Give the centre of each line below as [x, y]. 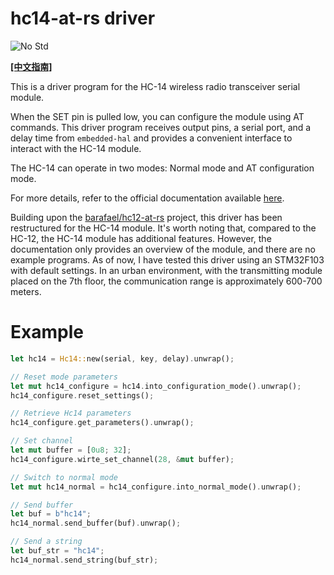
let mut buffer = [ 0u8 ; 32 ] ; [71, 450]
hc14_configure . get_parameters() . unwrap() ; [102, 423]
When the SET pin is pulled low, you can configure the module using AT [157, 116]
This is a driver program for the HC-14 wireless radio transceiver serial [155, 86]
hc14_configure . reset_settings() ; [82, 395]
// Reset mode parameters [64, 377]
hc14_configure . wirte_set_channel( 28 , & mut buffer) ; [122, 459]
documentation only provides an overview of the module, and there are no [163, 249]
